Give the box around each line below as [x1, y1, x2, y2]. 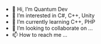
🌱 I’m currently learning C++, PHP [11, 18, 96, 25]
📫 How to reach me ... [11, 32, 68, 38]
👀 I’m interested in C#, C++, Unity [11, 12, 95, 19]
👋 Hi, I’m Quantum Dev [11, 6, 68, 12]
